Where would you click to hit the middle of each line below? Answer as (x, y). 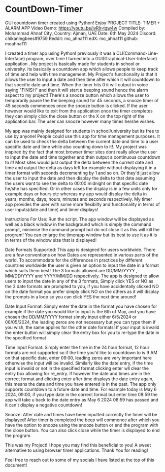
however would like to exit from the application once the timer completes (79, 111)
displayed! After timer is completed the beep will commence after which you (82, 420)
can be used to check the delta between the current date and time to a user (82, 141)
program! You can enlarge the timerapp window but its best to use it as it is (81, 235)
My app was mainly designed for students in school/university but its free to (82, 131)
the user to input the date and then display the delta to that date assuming (80, 178)
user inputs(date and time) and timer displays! (52, 209)
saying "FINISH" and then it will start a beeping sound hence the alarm (77, 90)
